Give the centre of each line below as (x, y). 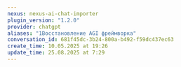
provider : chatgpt (34, 27)
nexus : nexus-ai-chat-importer (53, 14)
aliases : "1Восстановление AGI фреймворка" (72, 33)
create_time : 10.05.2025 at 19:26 (58, 46)
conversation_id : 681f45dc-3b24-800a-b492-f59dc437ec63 (90, 40)
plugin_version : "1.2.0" (43, 20)
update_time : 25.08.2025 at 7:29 (56, 53)
